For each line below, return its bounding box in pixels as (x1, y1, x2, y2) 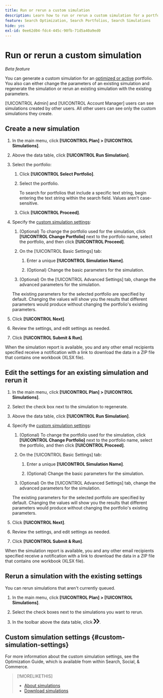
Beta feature (5, 66, 30, 72)
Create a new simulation (5, 124, 80, 133)
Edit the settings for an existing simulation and (5, 368, 149, 377)
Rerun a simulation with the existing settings (5, 572, 143, 580)
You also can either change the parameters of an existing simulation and (5, 81, 149, 87)
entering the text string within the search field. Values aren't (19, 195, 139, 201)
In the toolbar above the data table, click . (12, 619, 101, 625)
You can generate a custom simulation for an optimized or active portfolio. (5, 75, 153, 81)
